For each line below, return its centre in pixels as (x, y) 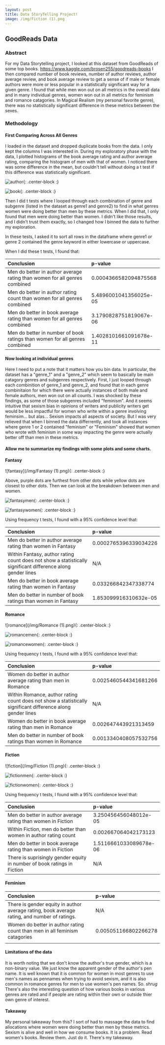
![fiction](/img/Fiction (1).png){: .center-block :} (53, 766)
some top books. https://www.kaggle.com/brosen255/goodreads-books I (79, 69)
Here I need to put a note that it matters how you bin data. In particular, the (81, 370)
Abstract (16, 53)
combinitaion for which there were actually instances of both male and (76, 390)
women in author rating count (41, 835)
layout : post (18, 10)
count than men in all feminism (43, 931)
